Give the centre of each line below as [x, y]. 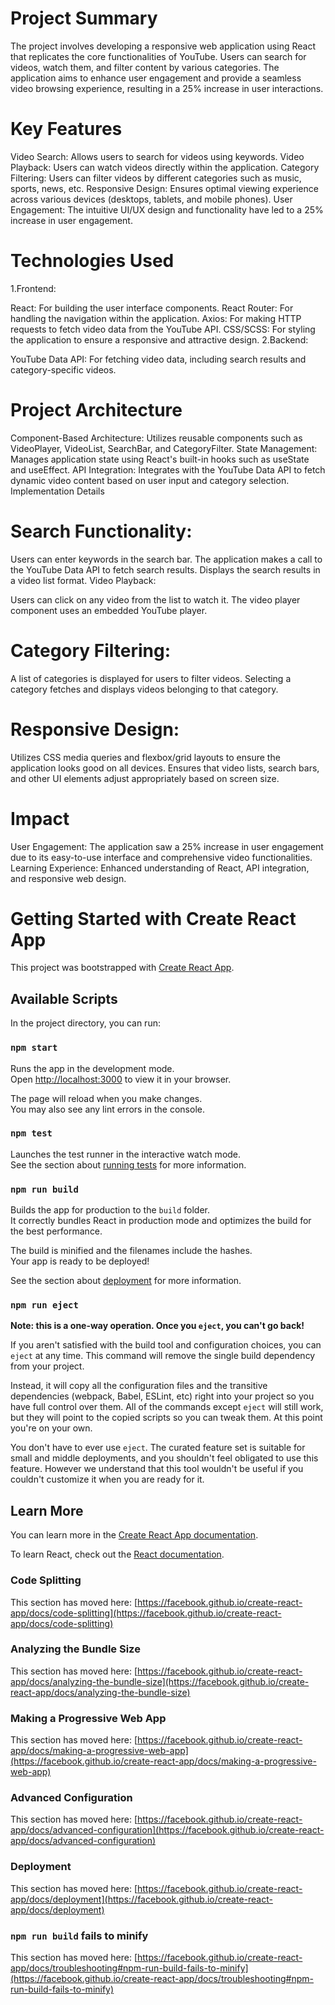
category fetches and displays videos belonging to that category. [144, 689]
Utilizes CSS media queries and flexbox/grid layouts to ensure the [145, 757]
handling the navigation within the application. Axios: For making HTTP [156, 318]
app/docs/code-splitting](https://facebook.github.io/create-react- [146, 1613]
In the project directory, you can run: [85, 1023]
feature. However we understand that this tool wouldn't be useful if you [157, 1469]
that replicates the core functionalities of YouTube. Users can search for [158, 56]
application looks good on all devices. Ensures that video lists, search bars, [165, 768]
